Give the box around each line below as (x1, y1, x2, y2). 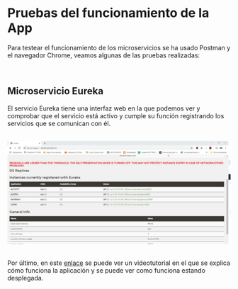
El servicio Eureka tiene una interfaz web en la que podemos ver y (7, 104, 200, 113)
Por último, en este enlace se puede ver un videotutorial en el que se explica (7, 259, 231, 267)
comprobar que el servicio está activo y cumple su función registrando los (7, 111, 225, 120)
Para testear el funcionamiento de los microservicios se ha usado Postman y (7, 43, 231, 52)
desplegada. (7, 274, 44, 283)
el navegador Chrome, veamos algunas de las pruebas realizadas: (7, 51, 200, 59)
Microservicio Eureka (7, 85, 104, 97)
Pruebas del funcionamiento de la (7, 5, 210, 21)
